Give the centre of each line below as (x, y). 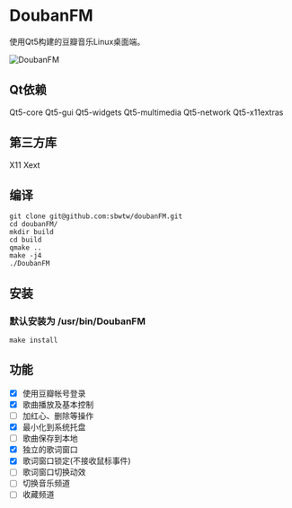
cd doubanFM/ (34, 224)
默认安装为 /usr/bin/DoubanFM (78, 321)
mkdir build (31, 232)
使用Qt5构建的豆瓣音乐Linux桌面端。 (77, 41)
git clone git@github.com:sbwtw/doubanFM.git (96, 216)
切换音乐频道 (46, 483)
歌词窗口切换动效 (54, 472)
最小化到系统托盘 (54, 427)
